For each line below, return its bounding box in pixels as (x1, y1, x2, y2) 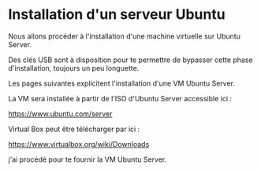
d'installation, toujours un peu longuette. (8, 63, 140, 72)
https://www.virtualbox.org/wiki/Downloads (8, 139, 150, 148)
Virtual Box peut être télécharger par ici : (8, 124, 140, 134)
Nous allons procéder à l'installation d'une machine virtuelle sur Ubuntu (8, 31, 240, 41)
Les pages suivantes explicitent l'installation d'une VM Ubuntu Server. (8, 79, 235, 88)
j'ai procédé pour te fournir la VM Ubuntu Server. (8, 155, 167, 164)
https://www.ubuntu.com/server (8, 108, 113, 119)
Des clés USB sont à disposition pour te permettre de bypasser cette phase (8, 55, 254, 64)
